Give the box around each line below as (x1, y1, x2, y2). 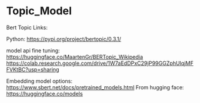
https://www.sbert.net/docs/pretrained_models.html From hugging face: (6, 83, 184, 90)
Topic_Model (6, 4, 72, 18)
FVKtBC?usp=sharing (6, 65, 60, 73)
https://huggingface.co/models (6, 90, 83, 97)
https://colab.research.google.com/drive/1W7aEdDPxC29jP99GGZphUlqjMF (6, 60, 193, 67)
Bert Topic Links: (6, 24, 48, 31)
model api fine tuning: (6, 46, 60, 54)
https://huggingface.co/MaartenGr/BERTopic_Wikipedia (6, 53, 144, 60)
